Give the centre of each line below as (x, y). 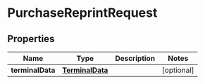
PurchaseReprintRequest (82, 13)
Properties (31, 39)
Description (135, 58)
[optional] (178, 70)
